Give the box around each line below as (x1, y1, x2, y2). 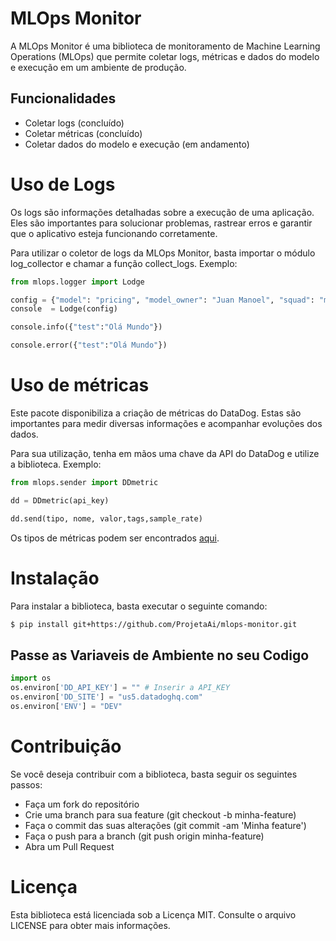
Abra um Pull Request (24, 840, 115, 852)
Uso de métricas (10, 374, 150, 397)
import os (10, 673, 52, 684)
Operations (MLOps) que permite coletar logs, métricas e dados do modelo (10, 50, 320, 62)
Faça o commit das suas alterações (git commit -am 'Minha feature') (24, 819, 307, 831)
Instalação (10, 567, 100, 589)
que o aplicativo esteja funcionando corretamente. (10, 227, 218, 239)
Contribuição (10, 735, 122, 757)
